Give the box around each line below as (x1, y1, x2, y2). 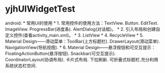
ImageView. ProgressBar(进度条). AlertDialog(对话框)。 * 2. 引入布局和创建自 (5, 26, 161, 32)
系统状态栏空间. (5, 62, 37, 69)
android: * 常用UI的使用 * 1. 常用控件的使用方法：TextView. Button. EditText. (5, 20, 159, 26)
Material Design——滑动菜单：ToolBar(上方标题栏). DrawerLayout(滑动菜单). (5, 38, 160, 44)
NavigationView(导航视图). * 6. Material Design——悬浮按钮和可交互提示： (5, 44, 156, 50)
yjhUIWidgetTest (5, 3, 75, 15)
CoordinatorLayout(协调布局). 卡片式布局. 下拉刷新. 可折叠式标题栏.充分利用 (5, 56, 159, 62)
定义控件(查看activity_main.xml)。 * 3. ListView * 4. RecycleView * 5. (5, 32, 144, 38)
